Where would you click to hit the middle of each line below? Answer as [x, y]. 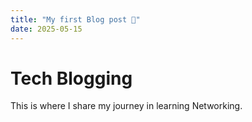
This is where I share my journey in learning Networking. [126, 106]
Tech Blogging [71, 78]
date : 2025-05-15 [46, 29]
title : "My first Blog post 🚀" [75, 19]
